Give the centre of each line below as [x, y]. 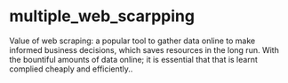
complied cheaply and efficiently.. [71, 69]
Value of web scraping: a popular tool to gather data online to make [132, 41]
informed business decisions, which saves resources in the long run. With [144, 49]
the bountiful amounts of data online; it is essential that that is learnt [133, 59]
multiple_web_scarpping [102, 16]
